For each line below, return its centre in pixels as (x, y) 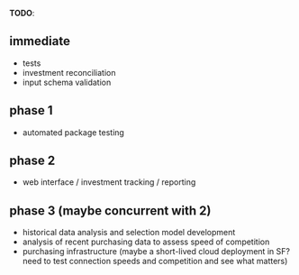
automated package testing (73, 132)
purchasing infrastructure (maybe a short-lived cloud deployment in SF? (156, 252)
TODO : (22, 13)
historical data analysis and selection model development (129, 233)
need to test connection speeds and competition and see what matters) (155, 261)
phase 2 (32, 161)
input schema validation (67, 82)
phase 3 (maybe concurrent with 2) (110, 211)
